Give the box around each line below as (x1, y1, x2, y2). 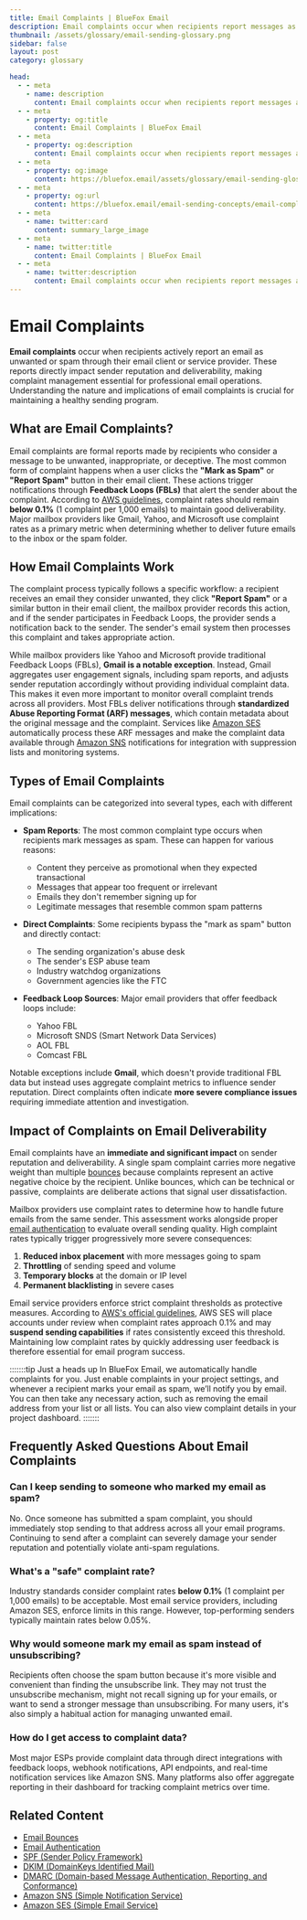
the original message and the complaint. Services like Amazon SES (9, 718, 261, 729)
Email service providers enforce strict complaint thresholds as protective (9, 1297, 283, 1308)
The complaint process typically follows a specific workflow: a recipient (9, 583, 280, 594)
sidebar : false (9, 38, 68, 48)
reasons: (22, 845, 57, 856)
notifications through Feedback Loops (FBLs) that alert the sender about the (9, 484, 298, 495)
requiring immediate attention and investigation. (9, 1096, 189, 1107)
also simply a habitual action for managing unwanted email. (9, 1709, 233, 1720)
